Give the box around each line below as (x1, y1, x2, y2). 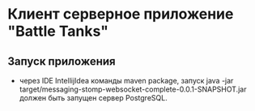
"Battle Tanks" (7, 22, 108, 41)
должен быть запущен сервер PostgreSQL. (19, 93, 168, 102)
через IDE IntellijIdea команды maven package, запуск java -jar (19, 76, 234, 85)
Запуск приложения (7, 54, 116, 68)
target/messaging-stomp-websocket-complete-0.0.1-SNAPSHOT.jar (19, 84, 247, 94)
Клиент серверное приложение (7, 5, 234, 23)
